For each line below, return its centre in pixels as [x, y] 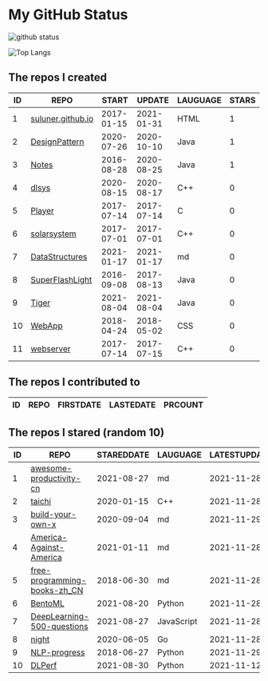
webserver [51, 348]
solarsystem [53, 234]
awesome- [51, 468]
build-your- [54, 515]
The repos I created [58, 78]
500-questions [59, 627]
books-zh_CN [57, 591]
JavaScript [177, 622]
